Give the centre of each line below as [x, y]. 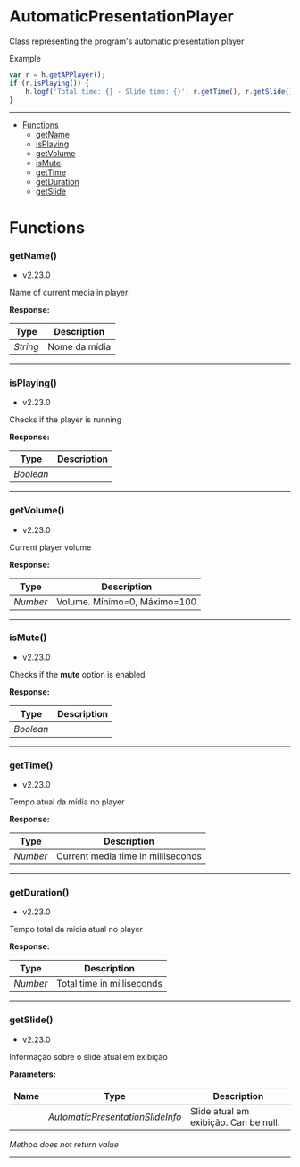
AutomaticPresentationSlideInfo [115, 1116]
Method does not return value [64, 1144]
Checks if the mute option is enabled [77, 674]
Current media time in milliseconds [129, 856]
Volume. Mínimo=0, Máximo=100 [127, 602]
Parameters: [33, 1074]
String [26, 346]
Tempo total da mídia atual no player [76, 929]
